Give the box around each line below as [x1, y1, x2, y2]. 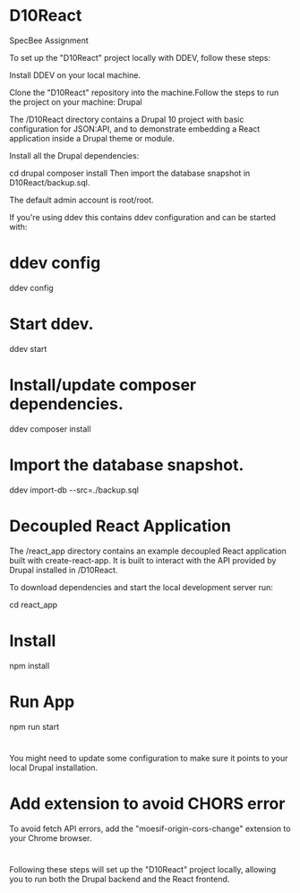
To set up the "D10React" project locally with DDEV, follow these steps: [9, 52, 271, 63]
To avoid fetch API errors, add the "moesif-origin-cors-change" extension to [9, 823, 291, 834]
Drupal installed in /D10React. [9, 564, 118, 575]
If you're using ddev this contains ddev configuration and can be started [9, 211, 276, 222]
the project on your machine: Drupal [9, 96, 142, 107]
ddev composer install [9, 423, 91, 434]
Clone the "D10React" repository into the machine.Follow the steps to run [9, 87, 279, 98]
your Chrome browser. [9, 832, 92, 843]
